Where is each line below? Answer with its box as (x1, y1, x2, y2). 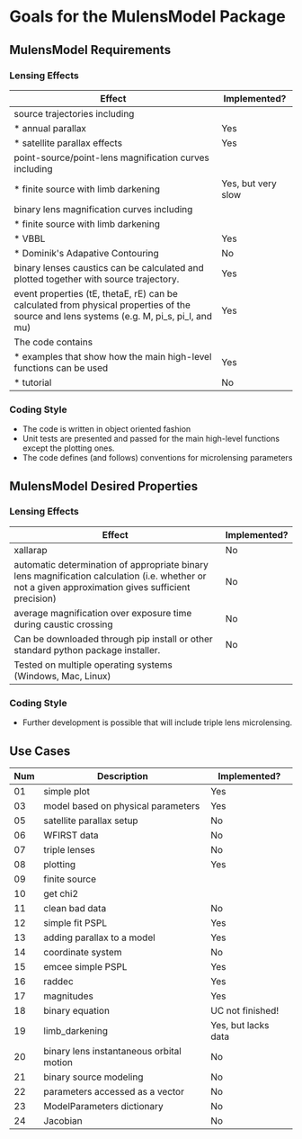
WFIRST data (43, 829, 99, 841)
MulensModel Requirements (9, 42, 172, 58)
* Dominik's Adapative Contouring (13, 247, 159, 259)
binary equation (43, 1004, 111, 1017)
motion (43, 1055, 74, 1068)
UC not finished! (210, 1004, 280, 1017)
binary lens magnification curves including (13, 202, 193, 215)
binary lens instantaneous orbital (43, 1045, 182, 1057)
